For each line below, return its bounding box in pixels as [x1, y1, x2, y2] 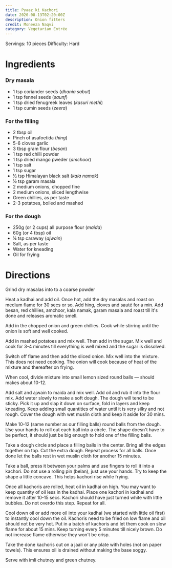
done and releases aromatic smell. [5, 313, 78, 319]
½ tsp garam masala [12, 178, 56, 184]
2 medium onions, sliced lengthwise [12, 189, 89, 195]
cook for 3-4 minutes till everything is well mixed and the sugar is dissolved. [5, 344, 166, 350]
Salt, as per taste [12, 241, 49, 247]
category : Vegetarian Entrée [5, 27, 68, 32]
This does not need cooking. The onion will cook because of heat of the [5, 359, 157, 365]
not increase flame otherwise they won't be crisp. [5, 532, 110, 538]
